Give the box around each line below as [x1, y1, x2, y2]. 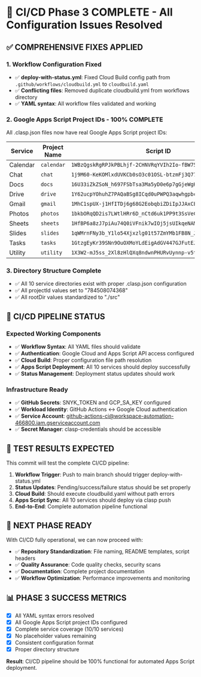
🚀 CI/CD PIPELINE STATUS [6, 311, 106, 322]
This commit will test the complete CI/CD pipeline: [6, 459, 130, 467]
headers [14, 555, 36, 562]
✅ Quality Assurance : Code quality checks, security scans [14, 561, 161, 568]
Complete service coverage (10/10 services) [14, 625, 124, 633]
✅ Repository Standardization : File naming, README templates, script [14, 548, 190, 555]
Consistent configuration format [14, 639, 94, 646]
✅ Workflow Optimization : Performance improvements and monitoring [14, 574, 190, 582]
